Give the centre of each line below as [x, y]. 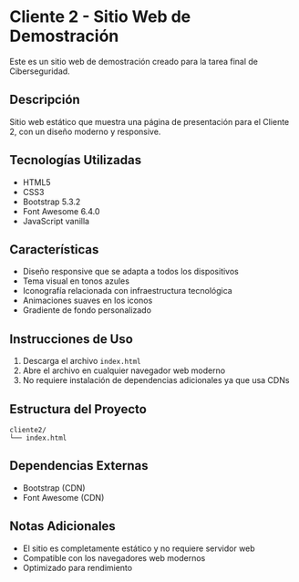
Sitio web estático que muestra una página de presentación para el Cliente [149, 121]
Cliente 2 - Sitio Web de [100, 17]
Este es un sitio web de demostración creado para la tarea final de [134, 61]
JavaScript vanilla [56, 221]
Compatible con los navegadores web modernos [114, 557]
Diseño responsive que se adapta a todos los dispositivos [130, 272]
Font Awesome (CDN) [63, 497]
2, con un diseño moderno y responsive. [85, 131]
